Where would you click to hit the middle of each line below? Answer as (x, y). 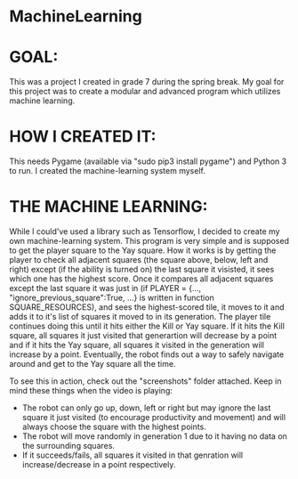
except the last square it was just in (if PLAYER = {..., (105, 288)
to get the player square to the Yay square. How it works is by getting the (143, 250)
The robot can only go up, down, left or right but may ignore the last (146, 408)
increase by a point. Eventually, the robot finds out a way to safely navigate (147, 354)
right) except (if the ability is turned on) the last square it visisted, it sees (142, 269)
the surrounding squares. (68, 446)
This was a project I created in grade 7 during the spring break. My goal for (147, 82)
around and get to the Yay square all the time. (93, 364)
